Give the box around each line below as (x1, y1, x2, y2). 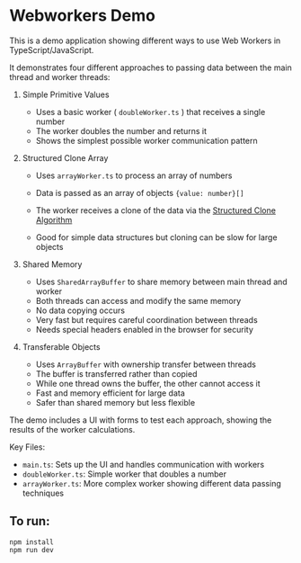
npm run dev (9, 545, 54, 554)
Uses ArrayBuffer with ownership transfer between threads (35, 359, 256, 370)
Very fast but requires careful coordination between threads (35, 314, 258, 325)
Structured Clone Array (22, 152, 109, 163)
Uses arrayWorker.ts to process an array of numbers (35, 170, 233, 181)
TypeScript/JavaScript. (9, 44, 94, 55)
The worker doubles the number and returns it (35, 125, 208, 136)
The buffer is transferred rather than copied (35, 368, 198, 379)
